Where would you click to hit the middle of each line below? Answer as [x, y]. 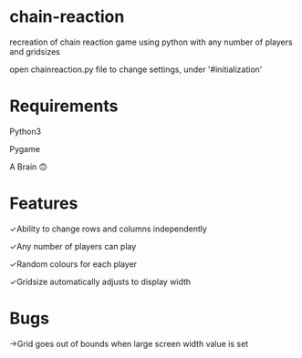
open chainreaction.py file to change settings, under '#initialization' [136, 69]
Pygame [25, 148]
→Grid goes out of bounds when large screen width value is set [129, 343]
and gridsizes [35, 51]
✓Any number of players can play [73, 246]
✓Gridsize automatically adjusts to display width [100, 281]
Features [44, 204]
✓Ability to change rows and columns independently [109, 229]
